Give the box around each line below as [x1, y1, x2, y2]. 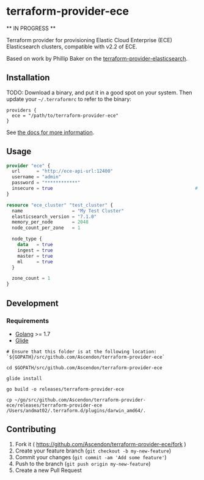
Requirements [6, 317, 49, 325]
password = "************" [12, 179, 81, 186]
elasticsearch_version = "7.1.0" [12, 213, 97, 220]
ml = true [17, 258, 53, 264]
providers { [6, 107, 37, 113]
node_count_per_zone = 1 [12, 225, 81, 231]
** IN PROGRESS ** [6, 24, 56, 32]
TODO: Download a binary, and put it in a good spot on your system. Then [6, 89, 192, 96]
